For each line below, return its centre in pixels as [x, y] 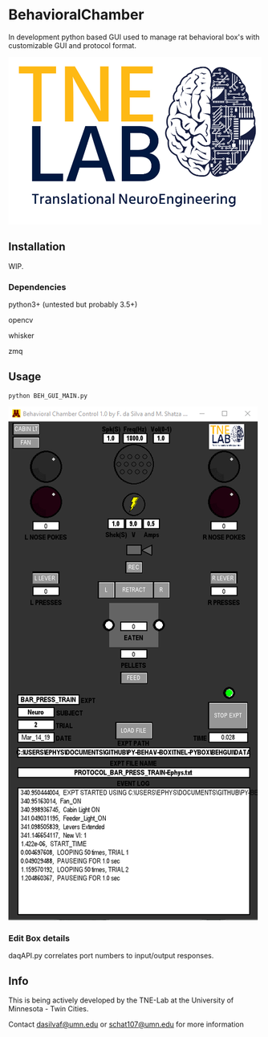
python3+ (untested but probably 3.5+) [73, 305]
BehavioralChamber [76, 15]
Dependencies [37, 287]
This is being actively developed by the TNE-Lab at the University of [121, 1000]
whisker [21, 335]
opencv [21, 320]
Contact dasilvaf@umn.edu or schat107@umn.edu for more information [126, 1024]
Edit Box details [39, 938]
